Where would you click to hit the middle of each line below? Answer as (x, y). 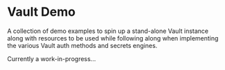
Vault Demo (42, 12)
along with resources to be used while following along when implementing (113, 38)
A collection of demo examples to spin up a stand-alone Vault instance (108, 31)
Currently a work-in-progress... (52, 58)
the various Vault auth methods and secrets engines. (82, 45)
